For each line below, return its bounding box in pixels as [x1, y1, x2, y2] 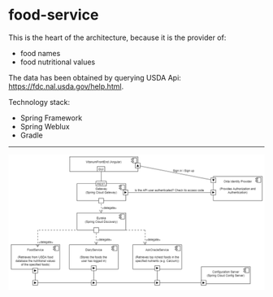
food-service [8, 6, 99, 24]
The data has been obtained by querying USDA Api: [8, 72, 181, 82]
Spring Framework [19, 112, 83, 123]
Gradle [19, 130, 43, 140]
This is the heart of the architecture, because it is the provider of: [8, 33, 227, 42]
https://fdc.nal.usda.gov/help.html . [8, 81, 124, 91]
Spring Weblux [19, 121, 71, 131]
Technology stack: [8, 97, 71, 107]
